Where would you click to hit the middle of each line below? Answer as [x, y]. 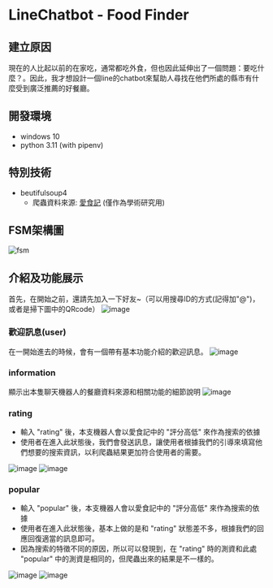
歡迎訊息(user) [37, 332]
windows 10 [40, 136]
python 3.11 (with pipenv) [62, 145]
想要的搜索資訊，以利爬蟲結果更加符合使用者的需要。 [116, 452]
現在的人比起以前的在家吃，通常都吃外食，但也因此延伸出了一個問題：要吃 [133, 68]
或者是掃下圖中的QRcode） [54, 309]
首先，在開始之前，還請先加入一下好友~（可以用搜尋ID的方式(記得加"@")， [134, 299]
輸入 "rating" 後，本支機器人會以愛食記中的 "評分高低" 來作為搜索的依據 [140, 432]
